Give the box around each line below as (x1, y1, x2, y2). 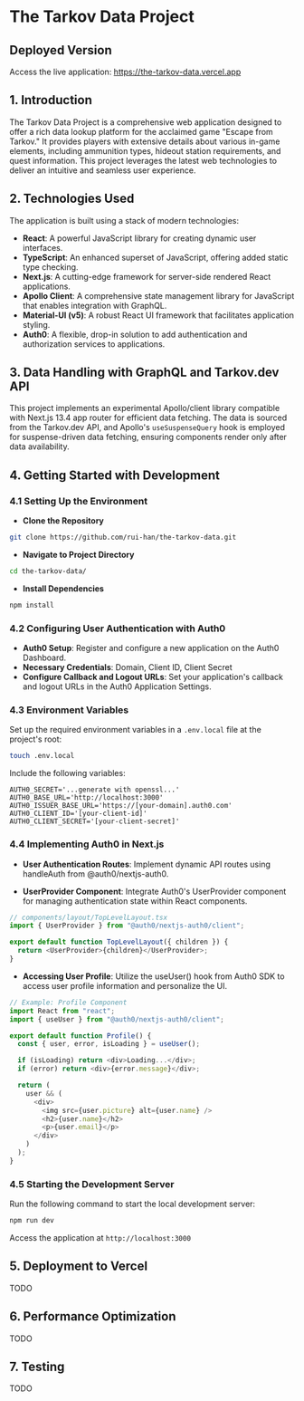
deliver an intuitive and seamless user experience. (9, 165, 196, 176)
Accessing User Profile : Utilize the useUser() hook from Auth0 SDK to (22, 971, 285, 982)
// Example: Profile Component (9, 998, 128, 1007)
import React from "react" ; (9, 1006, 116, 1015)
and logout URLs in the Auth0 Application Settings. (22, 681, 212, 692)
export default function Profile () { (9, 1031, 152, 1041)
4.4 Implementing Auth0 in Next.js (9, 838, 165, 850)
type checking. (22, 261, 79, 273)
